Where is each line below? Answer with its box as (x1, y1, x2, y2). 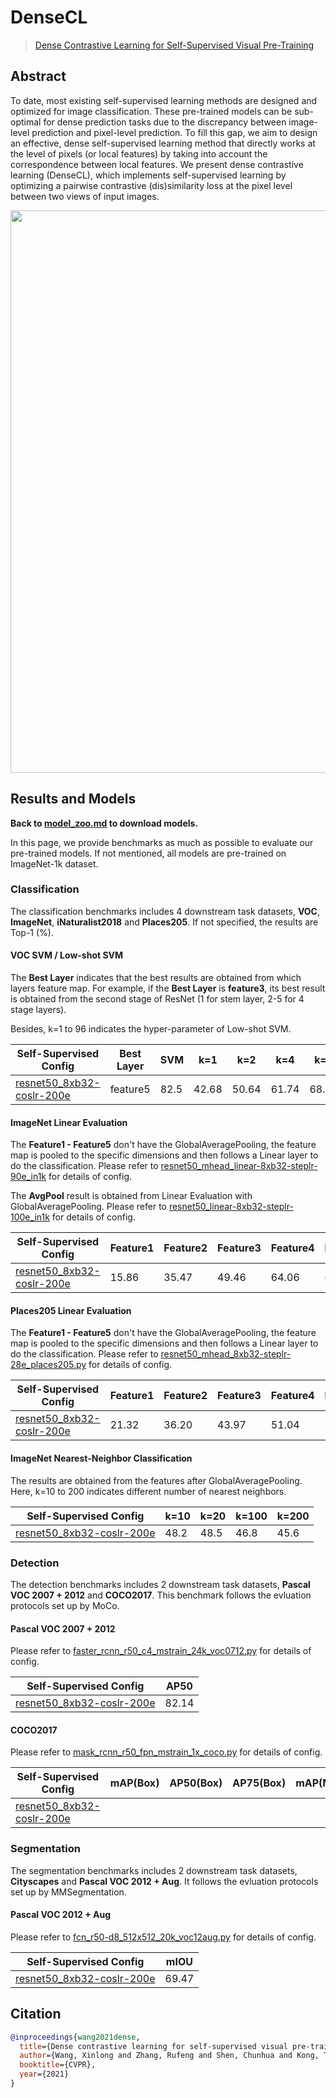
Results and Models (10, 791, 137, 808)
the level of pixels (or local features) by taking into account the (10, 147, 268, 160)
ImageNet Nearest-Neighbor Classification (10, 1452, 193, 1465)
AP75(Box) (232, 1776, 287, 1790)
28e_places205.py (10, 1359, 87, 1371)
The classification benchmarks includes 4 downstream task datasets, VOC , (10, 905, 320, 917)
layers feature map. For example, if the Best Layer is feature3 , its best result (10, 982, 326, 995)
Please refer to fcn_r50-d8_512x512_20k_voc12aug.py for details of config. (10, 1931, 317, 1943)
